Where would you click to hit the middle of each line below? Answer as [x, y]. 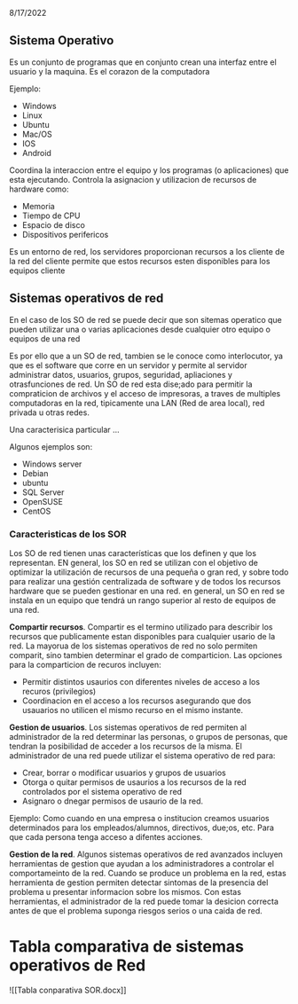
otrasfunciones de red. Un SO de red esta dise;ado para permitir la [131, 384]
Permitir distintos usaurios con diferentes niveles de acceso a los [141, 681]
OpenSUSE [43, 501]
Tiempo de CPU [51, 216]
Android [36, 153]
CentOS [36, 511]
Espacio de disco [54, 224]
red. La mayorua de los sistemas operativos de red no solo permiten [133, 646]
